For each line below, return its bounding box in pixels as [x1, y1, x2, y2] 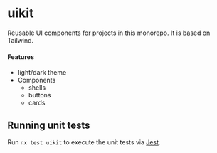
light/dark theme [17, 68, 67, 77]
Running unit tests [7, 119, 90, 131]
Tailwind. [7, 36, 34, 44]
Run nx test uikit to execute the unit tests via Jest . [7, 137, 161, 147]
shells [28, 83, 46, 92]
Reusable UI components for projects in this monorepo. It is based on [7, 28, 211, 37]
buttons [28, 91, 51, 100]
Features [7, 52, 34, 61]
